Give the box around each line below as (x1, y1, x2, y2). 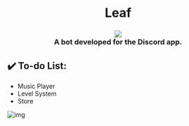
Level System (17, 89, 57, 98)
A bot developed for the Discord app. (53, 37, 183, 47)
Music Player (17, 82, 56, 90)
